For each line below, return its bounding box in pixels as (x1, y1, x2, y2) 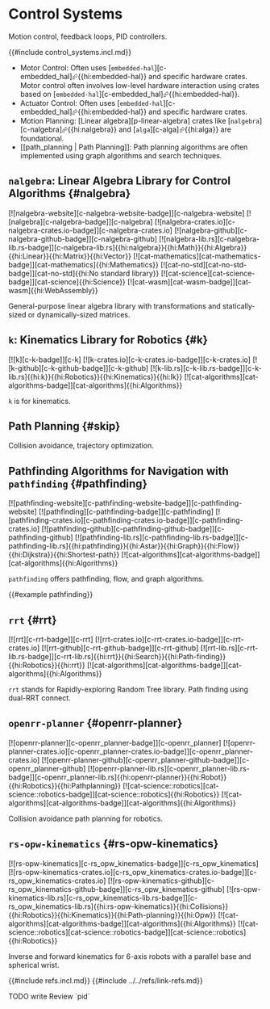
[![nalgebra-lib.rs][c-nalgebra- (158, 233, 260, 243)
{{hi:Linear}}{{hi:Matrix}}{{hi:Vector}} (8, 251, 131, 261)
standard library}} (100, 268, 160, 278)
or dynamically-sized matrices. (27, 309, 131, 319)
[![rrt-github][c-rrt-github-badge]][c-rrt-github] (41, 643, 199, 653)
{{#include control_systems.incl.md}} (8, 47, 132, 57)
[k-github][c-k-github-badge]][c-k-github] (8, 363, 149, 372)
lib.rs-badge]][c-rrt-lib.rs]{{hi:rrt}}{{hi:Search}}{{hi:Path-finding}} (8, 652, 226, 661)
